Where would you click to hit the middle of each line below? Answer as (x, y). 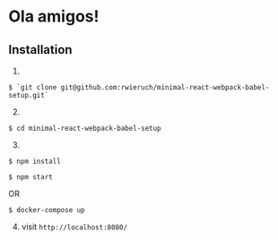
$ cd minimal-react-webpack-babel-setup (85, 128)
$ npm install (35, 161)
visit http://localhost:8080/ (74, 227)
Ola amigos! (54, 17)
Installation (40, 50)
